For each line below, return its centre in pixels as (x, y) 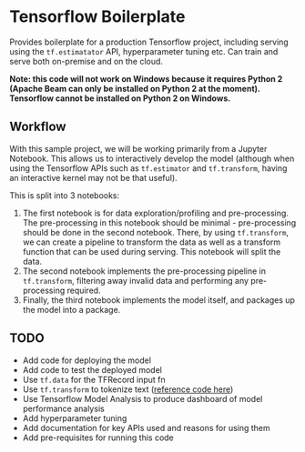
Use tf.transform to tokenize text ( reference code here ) (128, 389)
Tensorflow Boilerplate (97, 17)
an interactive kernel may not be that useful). (93, 177)
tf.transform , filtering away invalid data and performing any (135, 280)
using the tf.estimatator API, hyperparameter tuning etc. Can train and (144, 51)
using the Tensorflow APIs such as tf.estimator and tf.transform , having (148, 168)
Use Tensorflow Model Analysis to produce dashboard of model (142, 398)
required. (84, 290)
